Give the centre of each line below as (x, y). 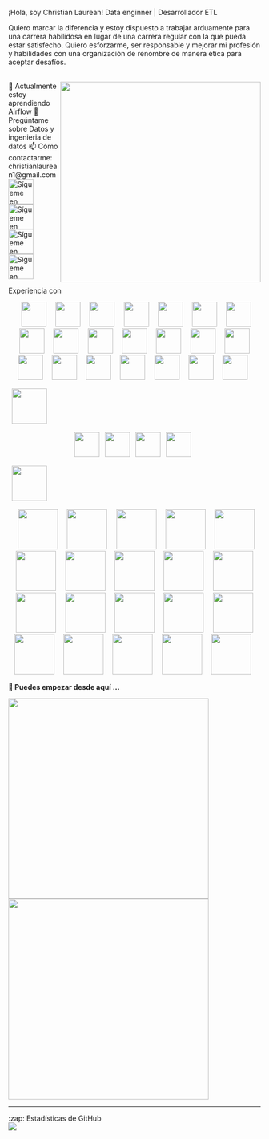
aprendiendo (29, 103)
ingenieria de (30, 137)
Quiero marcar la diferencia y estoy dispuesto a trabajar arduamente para (129, 28)
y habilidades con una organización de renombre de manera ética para (125, 53)
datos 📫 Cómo (33, 146)
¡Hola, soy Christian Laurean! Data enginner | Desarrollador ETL (113, 12)
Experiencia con (35, 290)
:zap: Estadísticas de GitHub (55, 1118)
